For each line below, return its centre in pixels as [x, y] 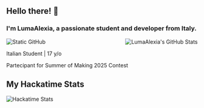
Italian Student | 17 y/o [34, 53]
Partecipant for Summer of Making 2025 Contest [67, 65]
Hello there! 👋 [32, 11]
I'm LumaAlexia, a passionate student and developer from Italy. [102, 29]
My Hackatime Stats [46, 85]
